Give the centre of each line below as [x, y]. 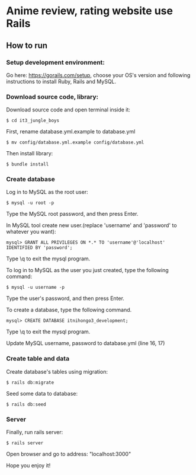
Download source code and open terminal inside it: [68, 110]
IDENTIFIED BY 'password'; [39, 248]
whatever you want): [31, 232]
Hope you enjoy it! [28, 466]
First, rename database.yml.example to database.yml [71, 132]
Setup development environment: [56, 62]
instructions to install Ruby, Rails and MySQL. [61, 81]
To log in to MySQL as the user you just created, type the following [87, 270]
